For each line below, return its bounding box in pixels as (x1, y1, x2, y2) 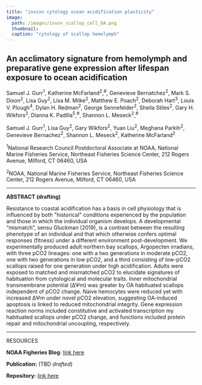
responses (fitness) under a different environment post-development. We (6, 237, 188, 244)
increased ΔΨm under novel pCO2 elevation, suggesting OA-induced (6, 294, 177, 301)
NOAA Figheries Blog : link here (6, 349, 85, 356)
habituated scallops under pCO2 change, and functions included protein (6, 313, 185, 321)
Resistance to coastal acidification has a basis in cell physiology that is (6, 205, 182, 212)
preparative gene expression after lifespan (6, 63, 170, 73)
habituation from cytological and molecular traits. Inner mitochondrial (6, 275, 177, 283)
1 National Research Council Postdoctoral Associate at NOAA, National (6, 143, 179, 151)
